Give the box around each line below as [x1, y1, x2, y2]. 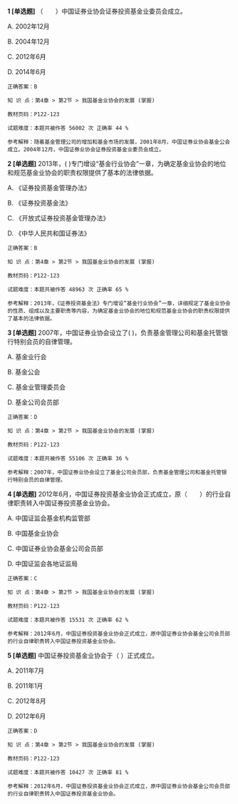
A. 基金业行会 [7, 352, 47, 361]
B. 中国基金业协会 [7, 529, 59, 537]
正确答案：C [7, 575, 38, 582]
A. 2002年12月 [7, 22, 50, 31]
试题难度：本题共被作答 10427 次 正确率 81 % [7, 769, 129, 776]
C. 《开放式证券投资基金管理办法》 [7, 214, 110, 222]
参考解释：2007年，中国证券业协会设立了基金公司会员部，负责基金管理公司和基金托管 [7, 469, 222, 476]
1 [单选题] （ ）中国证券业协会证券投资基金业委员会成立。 [7, 7, 187, 15]
